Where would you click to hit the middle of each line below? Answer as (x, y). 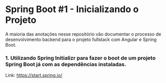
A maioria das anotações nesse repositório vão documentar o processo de (83, 34)
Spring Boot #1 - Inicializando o (72, 9)
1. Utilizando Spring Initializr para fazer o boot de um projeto (80, 58)
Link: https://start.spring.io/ (34, 75)
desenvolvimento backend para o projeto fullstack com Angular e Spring (81, 39)
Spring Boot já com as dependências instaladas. (66, 64)
